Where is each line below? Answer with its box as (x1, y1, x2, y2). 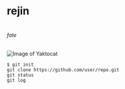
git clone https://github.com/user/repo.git (7, 67, 120, 73)
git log (7, 77, 26, 83)
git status (7, 72, 34, 78)
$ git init (7, 62, 34, 67)
